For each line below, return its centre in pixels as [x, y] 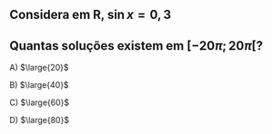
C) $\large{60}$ [40, 102]
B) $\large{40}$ [40, 85]
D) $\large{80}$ [40, 120]
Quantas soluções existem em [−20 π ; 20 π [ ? [136, 46]
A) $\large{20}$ [40, 68]
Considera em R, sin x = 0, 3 [90, 15]
